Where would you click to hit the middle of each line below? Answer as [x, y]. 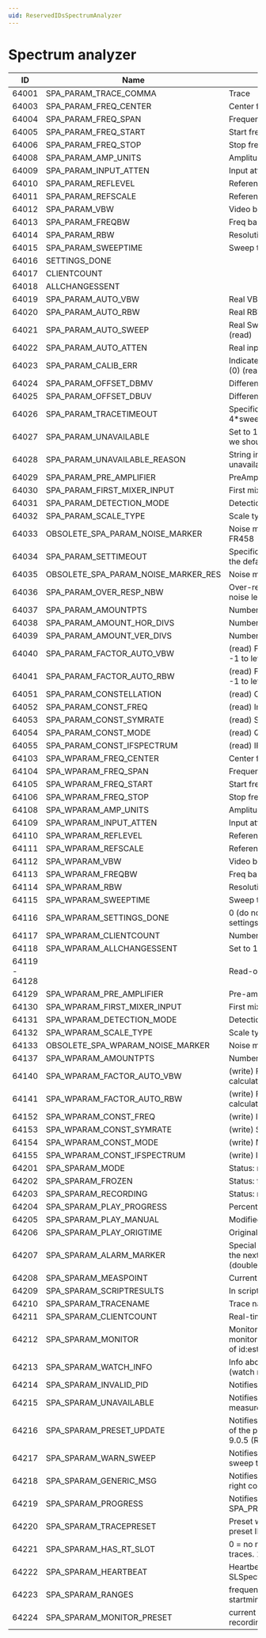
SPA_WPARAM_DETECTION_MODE [111, 1020]
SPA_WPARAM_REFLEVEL [94, 835]
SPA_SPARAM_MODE [85, 1168]
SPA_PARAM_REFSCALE [91, 196]
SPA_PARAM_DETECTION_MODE [108, 503]
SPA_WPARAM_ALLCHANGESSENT [112, 948]
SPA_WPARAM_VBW [84, 861]
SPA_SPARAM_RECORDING [97, 1194]
